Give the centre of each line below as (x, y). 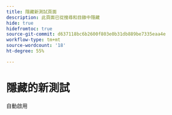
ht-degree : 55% (25, 51)
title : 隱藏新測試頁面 (32, 12)
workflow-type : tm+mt (33, 40)
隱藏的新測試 (38, 88)
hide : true (20, 23)
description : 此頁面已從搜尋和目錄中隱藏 (53, 17)
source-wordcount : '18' (36, 46)
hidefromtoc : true (29, 29)
